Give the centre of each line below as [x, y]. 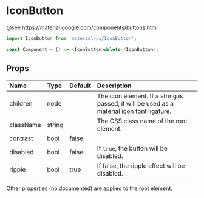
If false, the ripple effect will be [141, 166]
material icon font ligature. [134, 111]
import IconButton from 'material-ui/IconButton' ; [72, 38]
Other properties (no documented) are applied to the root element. [90, 188]
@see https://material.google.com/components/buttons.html [82, 27]
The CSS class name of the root [142, 121]
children [21, 103]
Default [80, 86]
